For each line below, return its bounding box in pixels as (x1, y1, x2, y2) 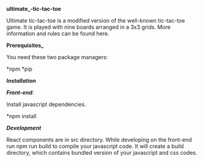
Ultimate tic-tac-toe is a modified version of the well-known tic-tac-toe (6, 17, 185, 24)
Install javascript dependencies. (6, 100, 87, 108)
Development (6, 124, 42, 132)
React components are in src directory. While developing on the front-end (6, 136, 193, 143)
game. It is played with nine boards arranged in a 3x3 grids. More (6, 24, 171, 30)
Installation (6, 77, 36, 84)
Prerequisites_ (6, 42, 44, 49)
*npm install (6, 113, 37, 119)
